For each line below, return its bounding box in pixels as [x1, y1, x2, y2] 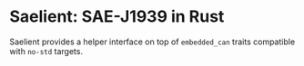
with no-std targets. [9, 45, 84, 56]
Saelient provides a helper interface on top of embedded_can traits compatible [9, 36, 296, 47]
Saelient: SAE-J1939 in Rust [9, 6, 225, 27]
